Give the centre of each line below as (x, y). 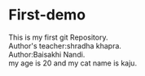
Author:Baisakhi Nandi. (47, 54)
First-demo (47, 15)
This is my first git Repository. (58, 37)
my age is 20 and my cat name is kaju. (72, 63)
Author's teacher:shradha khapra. (65, 45)
